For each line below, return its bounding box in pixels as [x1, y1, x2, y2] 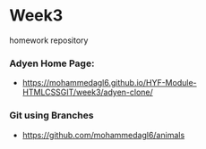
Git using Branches [9, 109, 94, 121]
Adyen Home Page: [9, 57, 95, 70]
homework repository [9, 35, 89, 46]
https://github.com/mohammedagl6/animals [21, 129, 185, 140]
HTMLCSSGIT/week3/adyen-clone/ [21, 87, 154, 98]
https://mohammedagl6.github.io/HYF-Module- [21, 78, 197, 88]
